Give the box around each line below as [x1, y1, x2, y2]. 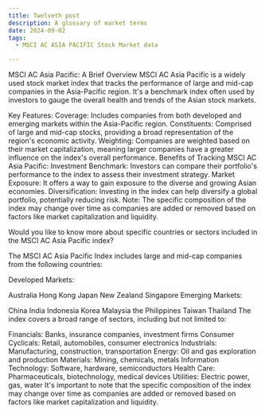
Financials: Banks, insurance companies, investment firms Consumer [8, 330, 235, 339]
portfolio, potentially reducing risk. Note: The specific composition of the [8, 195, 247, 205]
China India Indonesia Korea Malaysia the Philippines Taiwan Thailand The [8, 306, 251, 315]
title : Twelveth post [8, 11, 80, 20]
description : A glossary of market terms [8, 19, 148, 27]
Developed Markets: [8, 275, 75, 284]
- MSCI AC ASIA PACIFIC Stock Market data [15, 41, 158, 49]
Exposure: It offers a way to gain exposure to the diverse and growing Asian [8, 178, 257, 188]
